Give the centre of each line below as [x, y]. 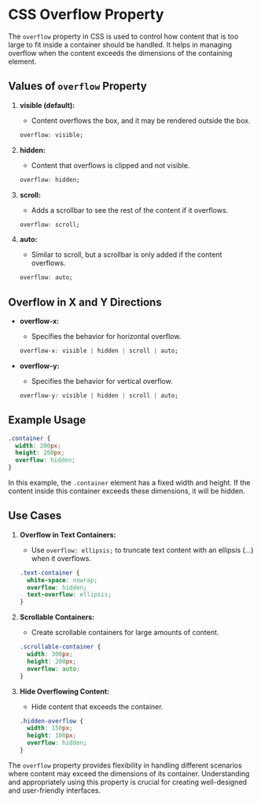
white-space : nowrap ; [62, 580]
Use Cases [35, 516]
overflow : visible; [51, 135]
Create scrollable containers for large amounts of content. [125, 633]
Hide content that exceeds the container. [97, 706]
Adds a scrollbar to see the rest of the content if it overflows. [130, 210]
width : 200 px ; [38, 446]
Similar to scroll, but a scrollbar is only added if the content [127, 255]
